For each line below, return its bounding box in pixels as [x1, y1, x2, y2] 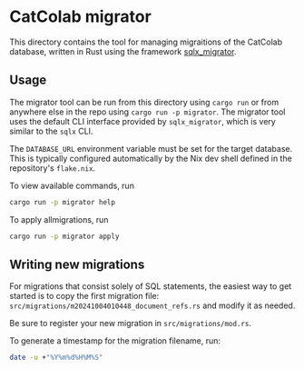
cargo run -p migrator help [9, 197, 116, 206]
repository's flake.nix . [9, 162, 96, 174]
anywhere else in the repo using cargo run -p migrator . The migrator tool [9, 106, 286, 117]
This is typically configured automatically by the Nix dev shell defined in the [9, 153, 292, 164]
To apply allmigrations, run [9, 214, 109, 224]
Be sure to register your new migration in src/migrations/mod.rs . [9, 318, 252, 329]
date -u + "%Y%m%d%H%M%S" [9, 353, 103, 363]
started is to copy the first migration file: [9, 291, 160, 302]
